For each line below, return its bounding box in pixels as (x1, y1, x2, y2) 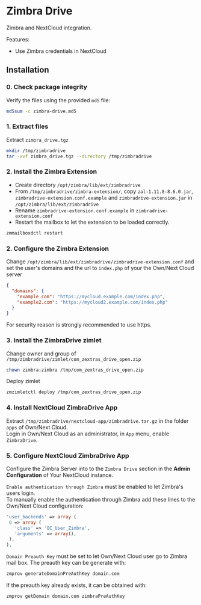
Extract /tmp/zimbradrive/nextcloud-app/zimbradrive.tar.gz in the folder (6, 417, 189, 425)
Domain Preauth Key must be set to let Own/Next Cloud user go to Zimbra (6, 553, 188, 560)
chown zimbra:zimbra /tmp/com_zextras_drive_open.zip (6, 367, 144, 373)
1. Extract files (6, 122, 49, 131)
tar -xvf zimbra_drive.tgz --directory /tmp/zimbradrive (6, 153, 152, 159)
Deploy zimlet (6, 378, 40, 385)
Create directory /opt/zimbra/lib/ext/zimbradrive (14, 181, 141, 188)
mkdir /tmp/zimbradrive (6, 147, 66, 154)
